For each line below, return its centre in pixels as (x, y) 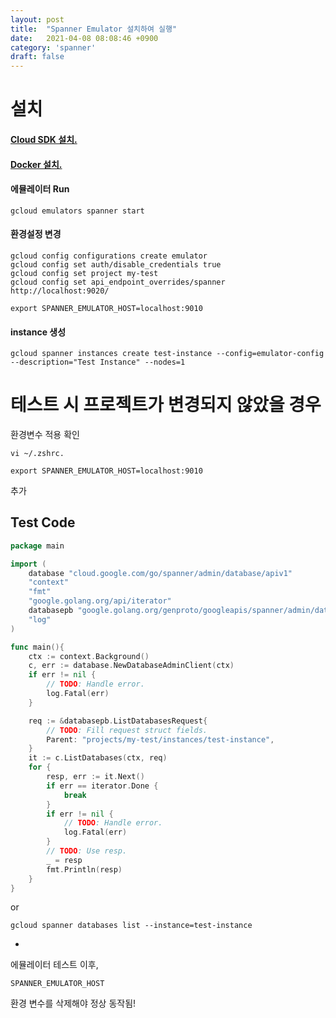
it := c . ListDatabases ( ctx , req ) (98, 758)
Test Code (43, 522)
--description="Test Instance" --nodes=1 (98, 362)
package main (37, 546)
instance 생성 (38, 332)
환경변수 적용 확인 (45, 435)
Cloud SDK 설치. (44, 139)
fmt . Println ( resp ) (84, 869)
